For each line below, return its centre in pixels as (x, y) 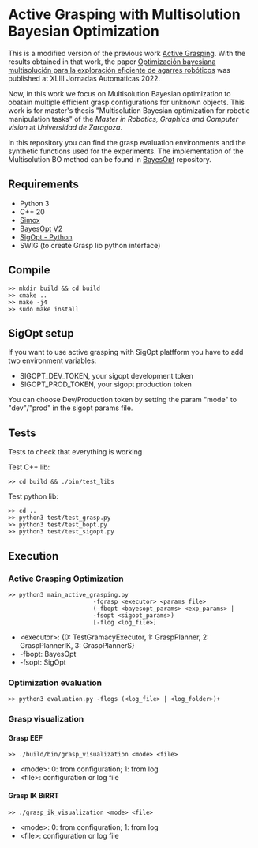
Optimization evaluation (55, 683)
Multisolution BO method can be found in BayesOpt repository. (110, 159)
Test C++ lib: (29, 467)
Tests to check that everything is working (75, 452)
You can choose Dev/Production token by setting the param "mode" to (123, 400)
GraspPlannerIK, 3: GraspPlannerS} (77, 645)
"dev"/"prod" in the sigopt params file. (71, 408)
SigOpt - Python (46, 237)
